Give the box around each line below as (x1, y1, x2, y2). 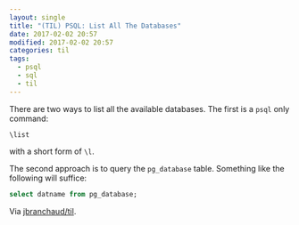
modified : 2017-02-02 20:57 (9, 37, 114, 47)
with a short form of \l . (9, 146, 96, 157)
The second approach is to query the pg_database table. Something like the (9, 163, 285, 173)
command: (9, 113, 49, 124)
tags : (9, 54, 29, 63)
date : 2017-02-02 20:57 (9, 29, 98, 38)
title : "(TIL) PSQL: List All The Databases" (9, 21, 181, 30)
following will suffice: (9, 173, 87, 183)
